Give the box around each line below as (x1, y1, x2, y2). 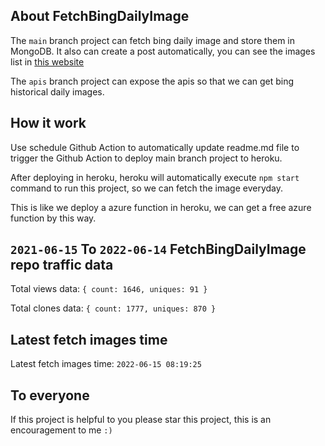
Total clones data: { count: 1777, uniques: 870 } (10, 302, 217, 314)
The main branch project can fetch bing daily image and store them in (10, 34, 295, 46)
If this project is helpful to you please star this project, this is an (10, 414, 272, 426)
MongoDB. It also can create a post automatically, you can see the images (10, 45, 316, 57)
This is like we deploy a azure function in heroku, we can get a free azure (10, 201, 312, 213)
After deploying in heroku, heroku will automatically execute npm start (10, 171, 300, 183)
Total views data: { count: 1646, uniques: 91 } (10, 283, 208, 295)
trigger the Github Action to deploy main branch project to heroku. (10, 152, 283, 164)
